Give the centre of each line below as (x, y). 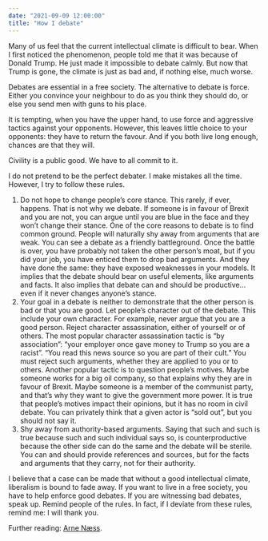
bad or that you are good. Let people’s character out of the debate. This (138, 310)
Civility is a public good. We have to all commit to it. (93, 160)
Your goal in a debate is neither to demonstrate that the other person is (137, 301)
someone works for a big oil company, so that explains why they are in (136, 378)
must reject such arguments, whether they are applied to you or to (129, 361)
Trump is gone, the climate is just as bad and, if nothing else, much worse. (131, 71)
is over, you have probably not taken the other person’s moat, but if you (138, 251)
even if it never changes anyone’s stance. (88, 293)
